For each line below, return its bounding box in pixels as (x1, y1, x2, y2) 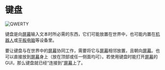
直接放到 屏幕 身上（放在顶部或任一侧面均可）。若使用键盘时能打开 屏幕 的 (13, 53, 158, 59)
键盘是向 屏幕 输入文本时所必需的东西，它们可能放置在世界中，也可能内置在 (5, 31, 156, 37)
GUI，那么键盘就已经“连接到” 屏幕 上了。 (5, 60, 85, 66)
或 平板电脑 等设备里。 (14, 37, 57, 43)
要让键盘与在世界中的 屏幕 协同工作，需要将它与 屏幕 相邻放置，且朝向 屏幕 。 (5, 47, 156, 53)
